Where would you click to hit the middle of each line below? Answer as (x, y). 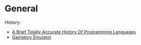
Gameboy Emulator (32, 37)
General (21, 9)
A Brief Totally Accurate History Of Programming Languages (74, 32)
